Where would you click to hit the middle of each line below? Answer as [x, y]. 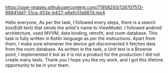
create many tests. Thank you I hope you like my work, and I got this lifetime [84, 60]
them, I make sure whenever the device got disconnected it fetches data [80, 44]
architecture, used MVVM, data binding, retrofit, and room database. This [81, 33]
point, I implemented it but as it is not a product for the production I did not [83, 54]
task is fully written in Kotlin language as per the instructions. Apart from [80, 38]
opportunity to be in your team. [38, 65]
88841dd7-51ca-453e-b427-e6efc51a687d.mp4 [55, 13]
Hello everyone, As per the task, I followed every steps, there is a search [80, 22]
